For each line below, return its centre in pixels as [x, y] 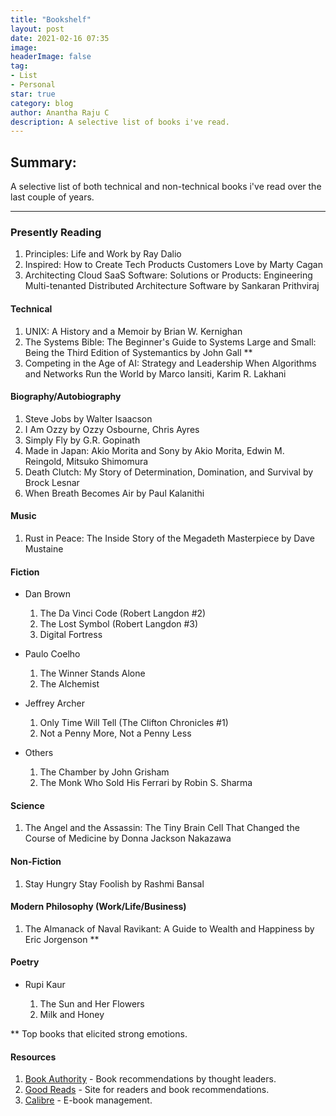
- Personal [33, 85]
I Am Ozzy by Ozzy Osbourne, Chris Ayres [112, 429]
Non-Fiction [36, 861]
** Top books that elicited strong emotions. [99, 1033]
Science [27, 805]
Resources [33, 1057]
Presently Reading [56, 232]
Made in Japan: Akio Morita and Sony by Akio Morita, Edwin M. [154, 450]
